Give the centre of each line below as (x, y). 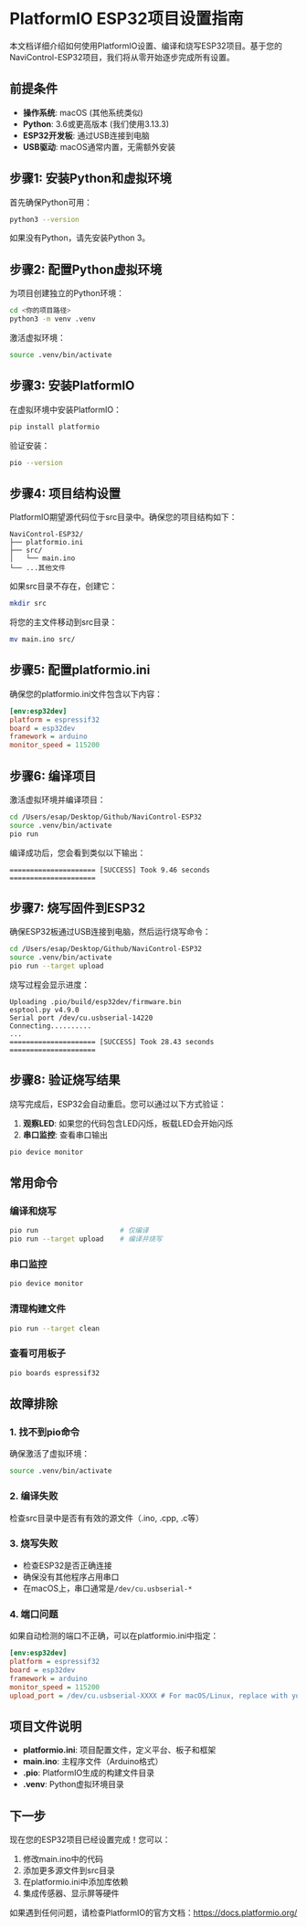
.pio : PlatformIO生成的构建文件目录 (89, 1773)
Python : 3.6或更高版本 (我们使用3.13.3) (96, 123)
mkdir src (28, 604)
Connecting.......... (51, 1026)
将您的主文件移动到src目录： (64, 622)
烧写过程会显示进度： (49, 985)
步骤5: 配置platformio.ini (80, 670)
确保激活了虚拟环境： (49, 1454)
